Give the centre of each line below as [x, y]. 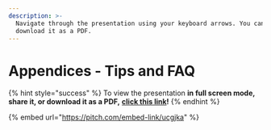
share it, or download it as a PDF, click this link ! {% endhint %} [114, 102]
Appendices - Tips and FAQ [102, 71]
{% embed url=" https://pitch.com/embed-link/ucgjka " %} [104, 117]
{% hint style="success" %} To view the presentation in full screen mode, [132, 93]
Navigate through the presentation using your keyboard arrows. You [133, 23]
